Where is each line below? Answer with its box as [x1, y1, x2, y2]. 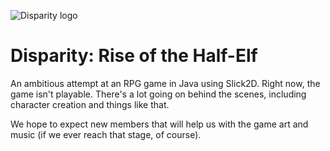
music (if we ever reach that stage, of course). [10, 128, 202, 140]
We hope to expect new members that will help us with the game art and [10, 118, 309, 130]
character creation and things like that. [10, 98, 170, 110]
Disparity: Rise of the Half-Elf [10, 45, 258, 67]
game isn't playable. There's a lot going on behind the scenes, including [10, 88, 307, 100]
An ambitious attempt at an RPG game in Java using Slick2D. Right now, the [10, 77, 321, 89]
